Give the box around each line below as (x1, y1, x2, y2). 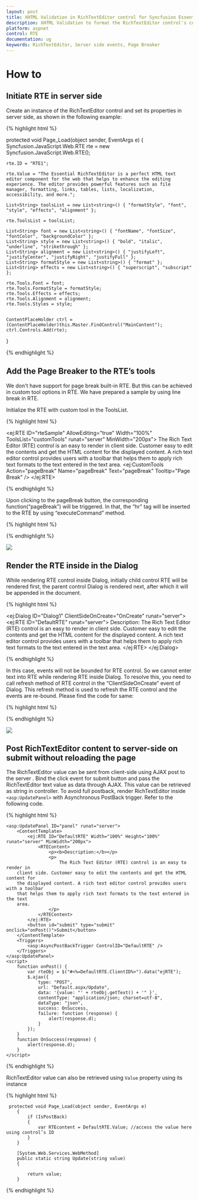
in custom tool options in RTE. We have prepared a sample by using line (6, 388, 181, 396)
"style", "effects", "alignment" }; (6, 207, 97, 213)
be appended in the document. (6, 589, 82, 596)
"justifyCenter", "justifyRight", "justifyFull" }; (6, 254, 136, 260)
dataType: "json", (37, 1000, 84, 1006)
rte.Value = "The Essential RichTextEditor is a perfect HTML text (6, 171, 176, 177)
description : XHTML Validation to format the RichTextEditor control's (6, 20, 187, 26)
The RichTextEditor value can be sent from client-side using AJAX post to (6, 769, 185, 776)
